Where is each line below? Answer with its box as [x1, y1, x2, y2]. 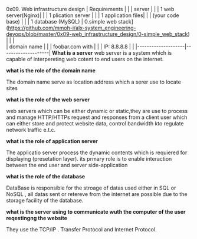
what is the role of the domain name [6, 67, 96, 74]
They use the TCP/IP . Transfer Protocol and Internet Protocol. [6, 226, 157, 233]
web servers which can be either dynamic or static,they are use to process [6, 108, 188, 114]
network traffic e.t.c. [6, 127, 56, 133]
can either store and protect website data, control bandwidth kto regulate [6, 120, 184, 127]
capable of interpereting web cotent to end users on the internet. [6, 56, 164, 62]
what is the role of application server [6, 138, 98, 144]
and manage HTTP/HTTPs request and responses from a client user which [6, 114, 188, 121]
